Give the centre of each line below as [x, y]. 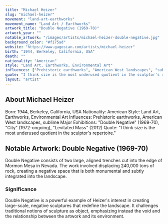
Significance [21, 189]
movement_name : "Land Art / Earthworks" [48, 24]
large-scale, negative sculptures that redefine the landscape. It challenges [82, 206]
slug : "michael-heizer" [30, 14]
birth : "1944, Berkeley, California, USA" [50, 51]
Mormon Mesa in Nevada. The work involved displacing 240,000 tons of [80, 166]
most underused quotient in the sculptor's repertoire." [60, 133]
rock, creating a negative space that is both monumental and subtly [74, 171]
